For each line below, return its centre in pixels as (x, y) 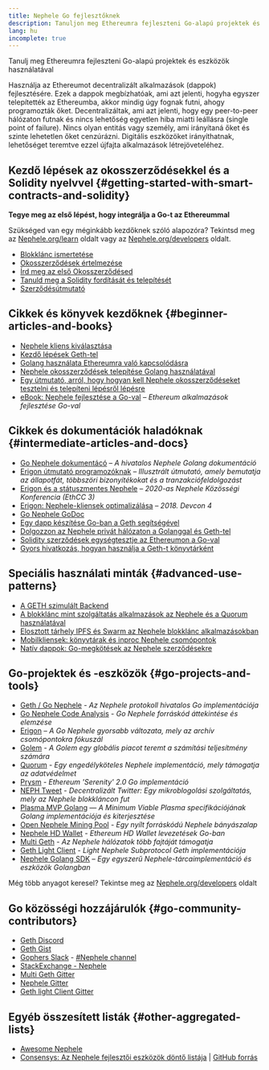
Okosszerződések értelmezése (71, 263)
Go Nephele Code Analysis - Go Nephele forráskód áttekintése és (129, 714)
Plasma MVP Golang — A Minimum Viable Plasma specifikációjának (133, 808)
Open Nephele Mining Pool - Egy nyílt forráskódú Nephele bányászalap (139, 825)
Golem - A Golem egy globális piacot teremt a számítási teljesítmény (133, 748)
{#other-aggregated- (186, 1017)
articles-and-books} (61, 326)
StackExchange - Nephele (63, 966)
